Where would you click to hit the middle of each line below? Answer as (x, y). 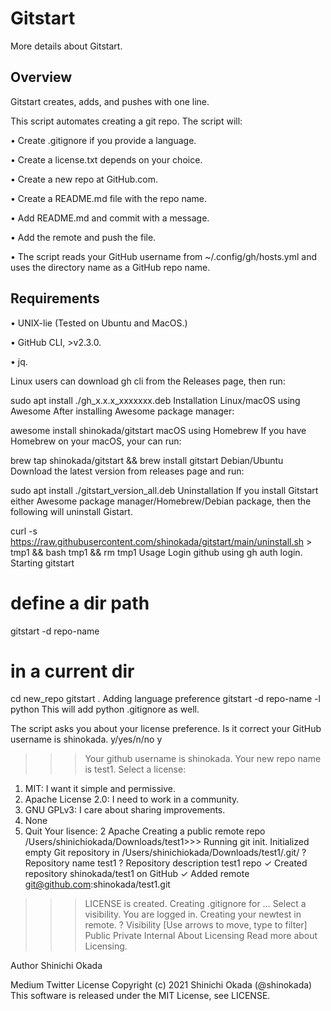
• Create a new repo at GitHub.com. (84, 179)
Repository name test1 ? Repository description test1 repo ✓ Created (166, 863)
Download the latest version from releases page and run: (127, 471)
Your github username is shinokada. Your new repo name (203, 759)
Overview (41, 77)
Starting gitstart (42, 563)
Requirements (55, 298)
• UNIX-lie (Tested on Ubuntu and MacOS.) (99, 323)
